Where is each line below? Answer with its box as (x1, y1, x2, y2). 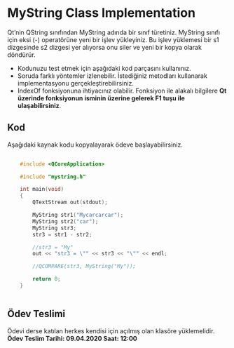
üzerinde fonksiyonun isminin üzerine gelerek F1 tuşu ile (17, 93, 186, 102)
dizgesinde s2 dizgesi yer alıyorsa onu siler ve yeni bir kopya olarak (7, 43, 202, 51)
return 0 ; (32, 276, 61, 283)
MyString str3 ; (32, 225, 77, 232)
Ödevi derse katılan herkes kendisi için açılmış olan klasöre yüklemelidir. (7, 326, 215, 335)
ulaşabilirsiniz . (17, 101, 62, 109)
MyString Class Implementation (7, 5, 196, 21)
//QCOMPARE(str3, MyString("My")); (32, 263, 137, 270)
